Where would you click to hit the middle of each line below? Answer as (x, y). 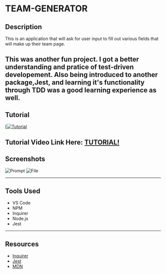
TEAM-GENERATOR (46, 9)
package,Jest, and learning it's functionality (75, 83)
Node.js (20, 219)
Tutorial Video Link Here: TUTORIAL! (62, 142)
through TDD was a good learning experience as (81, 90)
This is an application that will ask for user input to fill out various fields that (82, 39)
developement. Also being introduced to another (82, 75)
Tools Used (23, 191)
